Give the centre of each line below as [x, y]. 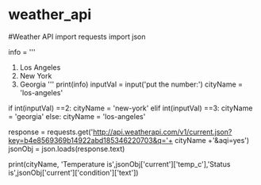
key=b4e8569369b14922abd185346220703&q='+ [90, 140]
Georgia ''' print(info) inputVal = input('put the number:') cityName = [131, 84]
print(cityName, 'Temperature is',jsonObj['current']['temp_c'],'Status [119, 164]
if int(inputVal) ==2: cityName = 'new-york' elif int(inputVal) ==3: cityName [130, 108]
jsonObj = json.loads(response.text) [67, 148]
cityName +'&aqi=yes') [212, 140]
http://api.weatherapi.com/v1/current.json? [162, 132]
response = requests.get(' [51, 132]
